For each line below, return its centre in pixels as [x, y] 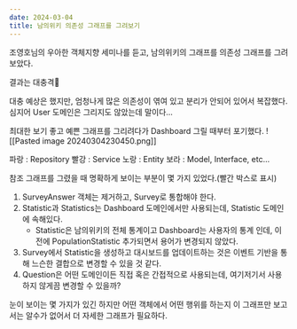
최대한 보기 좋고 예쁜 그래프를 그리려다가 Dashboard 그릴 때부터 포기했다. [137, 130]
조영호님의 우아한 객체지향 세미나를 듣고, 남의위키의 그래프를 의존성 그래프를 [141, 52]
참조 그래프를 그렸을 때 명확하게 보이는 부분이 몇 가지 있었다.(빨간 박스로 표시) [143, 177]
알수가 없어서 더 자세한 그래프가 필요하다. [97, 315]
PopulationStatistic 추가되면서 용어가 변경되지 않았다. [145, 241]
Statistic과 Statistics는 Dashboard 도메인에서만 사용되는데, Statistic [141, 208]
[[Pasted [25, 141]
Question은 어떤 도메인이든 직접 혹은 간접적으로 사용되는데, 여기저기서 [144, 274]
